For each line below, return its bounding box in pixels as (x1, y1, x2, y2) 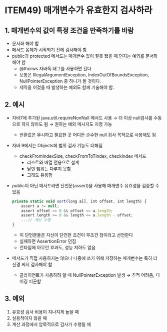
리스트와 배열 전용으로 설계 (26, 159, 79, 165)
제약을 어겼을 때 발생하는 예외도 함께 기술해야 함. (19, 84, 114, 90)
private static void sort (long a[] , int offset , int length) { (11, 199, 147, 204)
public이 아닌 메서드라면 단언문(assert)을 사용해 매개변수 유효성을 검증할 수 (11, 182, 159, 188)
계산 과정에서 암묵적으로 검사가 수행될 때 (11, 321, 91, 327)
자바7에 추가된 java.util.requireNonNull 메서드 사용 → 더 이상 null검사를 (11, 115, 153, 121)
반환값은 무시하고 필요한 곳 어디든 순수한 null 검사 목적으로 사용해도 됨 (19, 132, 156, 138)
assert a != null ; (21, 203, 59, 208)
